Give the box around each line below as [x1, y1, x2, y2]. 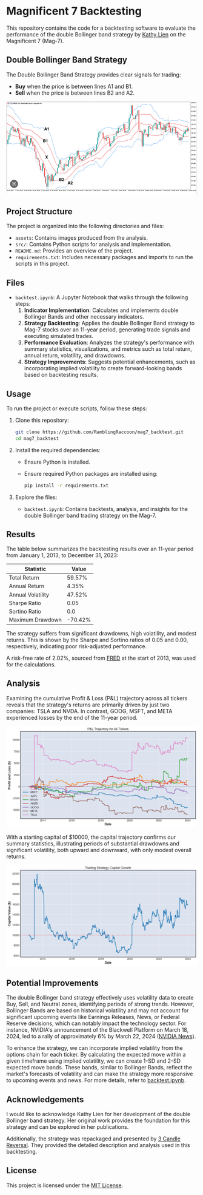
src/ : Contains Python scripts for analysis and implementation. [15, 241, 171, 248]
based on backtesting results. [24, 371, 99, 379]
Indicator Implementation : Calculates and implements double [24, 306, 179, 314]
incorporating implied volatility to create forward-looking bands [24, 365, 182, 372]
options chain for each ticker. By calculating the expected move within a [6, 1051, 186, 1058]
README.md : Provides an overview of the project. [15, 247, 133, 254]
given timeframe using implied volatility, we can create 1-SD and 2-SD [6, 1057, 181, 1065]
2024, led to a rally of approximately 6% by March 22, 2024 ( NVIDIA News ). [6, 1033, 196, 1040]
